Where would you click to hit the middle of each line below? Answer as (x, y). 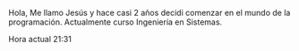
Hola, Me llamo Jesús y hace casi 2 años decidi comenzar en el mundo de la (149, 13)
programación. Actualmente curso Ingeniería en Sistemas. (115, 22)
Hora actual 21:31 (40, 39)
